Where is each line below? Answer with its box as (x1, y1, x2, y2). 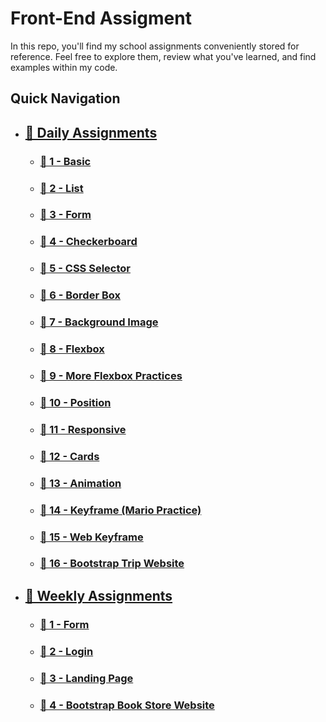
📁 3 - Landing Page (39, 671, 134, 685)
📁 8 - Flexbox (39, 342, 105, 356)
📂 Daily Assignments (24, 124, 158, 141)
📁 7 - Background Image (39, 315, 159, 329)
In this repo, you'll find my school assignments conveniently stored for (10, 40, 300, 52)
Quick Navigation (10, 90, 121, 107)
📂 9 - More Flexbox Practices (39, 369, 183, 383)
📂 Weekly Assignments (24, 587, 173, 604)
